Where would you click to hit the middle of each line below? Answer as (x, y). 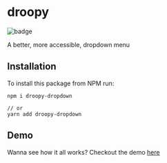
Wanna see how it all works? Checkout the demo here (83, 152)
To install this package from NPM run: (61, 83)
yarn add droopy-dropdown (44, 114)
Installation (32, 67)
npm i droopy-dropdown (40, 96)
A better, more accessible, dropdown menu (68, 44)
